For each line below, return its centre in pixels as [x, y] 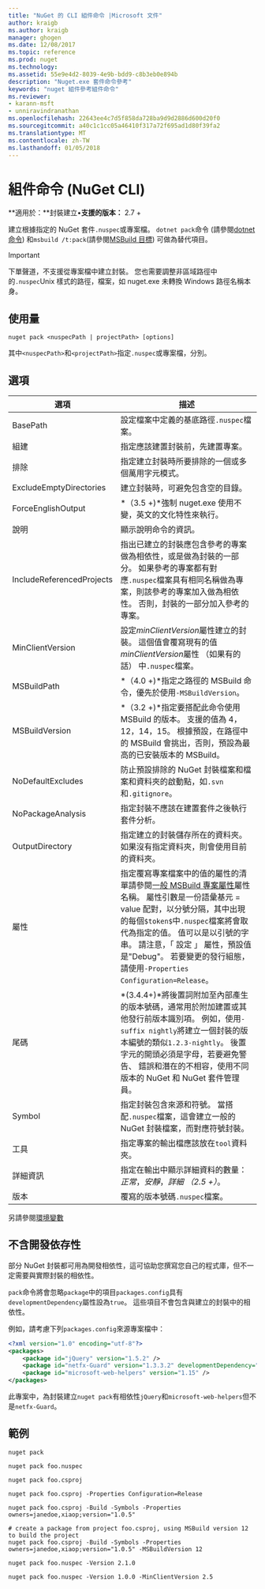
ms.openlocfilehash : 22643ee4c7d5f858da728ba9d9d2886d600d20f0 [114, 119]
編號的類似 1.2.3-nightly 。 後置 [187, 1042]
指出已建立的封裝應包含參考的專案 [183, 544]
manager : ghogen [35, 38]
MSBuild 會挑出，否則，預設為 [187, 742]
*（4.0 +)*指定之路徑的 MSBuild [181, 681]
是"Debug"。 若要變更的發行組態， [185, 956]
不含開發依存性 [45, 1245]
